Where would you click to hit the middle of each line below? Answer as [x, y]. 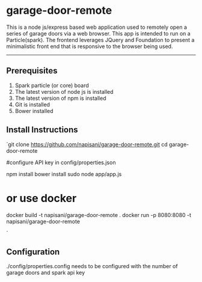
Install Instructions [42, 130]
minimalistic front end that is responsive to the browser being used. [90, 46]
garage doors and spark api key [46, 273]
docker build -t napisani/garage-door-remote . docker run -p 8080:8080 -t [99, 215]
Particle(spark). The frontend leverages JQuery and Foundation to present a [100, 40]
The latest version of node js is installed [64, 91]
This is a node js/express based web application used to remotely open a [97, 27]
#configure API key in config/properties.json [61, 162]
